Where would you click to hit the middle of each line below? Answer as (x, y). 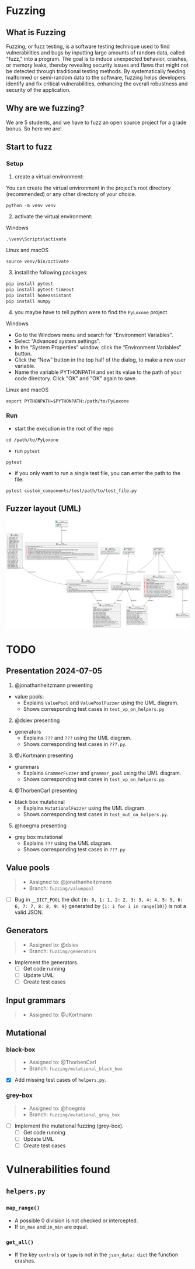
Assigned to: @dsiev (54, 945)
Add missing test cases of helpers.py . (60, 1080)
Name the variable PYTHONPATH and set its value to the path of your (98, 372)
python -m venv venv (31, 205)
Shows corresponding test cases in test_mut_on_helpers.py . (96, 814)
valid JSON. (29, 912)
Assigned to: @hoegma (57, 1108)
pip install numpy (28, 301)
